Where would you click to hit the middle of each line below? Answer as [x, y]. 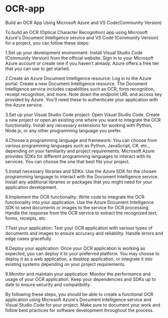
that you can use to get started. [38, 69]
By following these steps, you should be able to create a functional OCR [79, 294]
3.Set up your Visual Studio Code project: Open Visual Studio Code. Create [82, 114]
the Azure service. [24, 105]
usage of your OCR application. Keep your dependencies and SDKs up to [81, 279]
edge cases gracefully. [29, 238]
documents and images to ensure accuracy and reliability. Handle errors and [84, 233]
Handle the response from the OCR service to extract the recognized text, [81, 213]
